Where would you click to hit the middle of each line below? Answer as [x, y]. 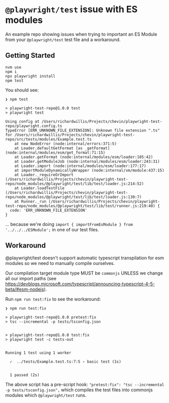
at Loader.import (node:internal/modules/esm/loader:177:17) [80, 166]
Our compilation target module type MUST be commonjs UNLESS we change [84, 273]
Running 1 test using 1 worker [38, 353]
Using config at [22, 121]
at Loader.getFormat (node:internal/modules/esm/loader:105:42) [84, 157]
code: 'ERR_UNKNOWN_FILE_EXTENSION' [48, 210]
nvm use [13, 67]
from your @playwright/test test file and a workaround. [63, 40]
